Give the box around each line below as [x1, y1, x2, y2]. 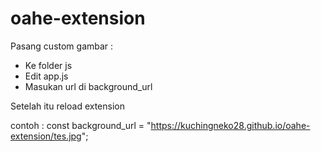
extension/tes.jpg [10, 130, 82, 142]
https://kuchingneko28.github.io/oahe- [150, 119, 311, 131]
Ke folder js [24, 59, 73, 71]
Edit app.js [24, 70, 69, 82]
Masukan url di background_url [24, 80, 153, 92]
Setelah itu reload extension [10, 100, 125, 112]
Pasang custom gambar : [10, 40, 114, 52]
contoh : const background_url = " [10, 119, 152, 131]
